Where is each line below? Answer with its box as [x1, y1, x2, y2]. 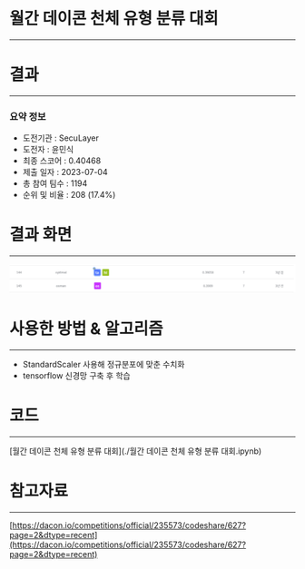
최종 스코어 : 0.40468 [22, 155, 102, 166]
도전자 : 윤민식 [22, 144, 74, 155]
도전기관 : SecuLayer [22, 132, 100, 143]
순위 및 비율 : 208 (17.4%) [22, 190, 116, 201]
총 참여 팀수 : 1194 [22, 178, 88, 189]
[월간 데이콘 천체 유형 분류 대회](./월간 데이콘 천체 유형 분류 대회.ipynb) [9, 446, 262, 456]
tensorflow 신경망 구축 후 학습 [22, 369, 131, 381]
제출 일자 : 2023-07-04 [22, 167, 108, 178]
